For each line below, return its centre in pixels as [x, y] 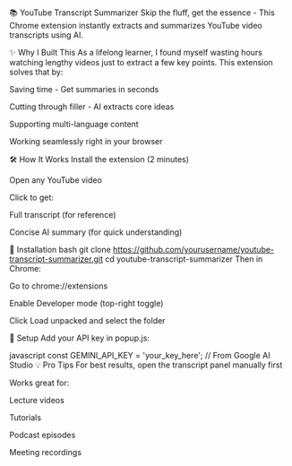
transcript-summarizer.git [56, 259]
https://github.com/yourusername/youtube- [194, 250]
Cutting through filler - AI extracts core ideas [92, 107]
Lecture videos [37, 400]
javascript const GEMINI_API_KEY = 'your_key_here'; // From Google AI [140, 355]
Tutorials [26, 418]
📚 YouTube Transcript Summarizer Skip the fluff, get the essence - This [142, 13]
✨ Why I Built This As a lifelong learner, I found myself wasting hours [136, 52]
